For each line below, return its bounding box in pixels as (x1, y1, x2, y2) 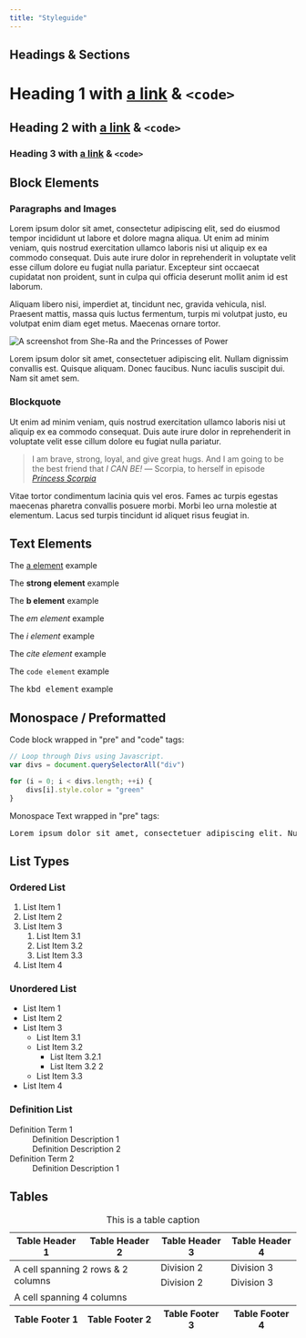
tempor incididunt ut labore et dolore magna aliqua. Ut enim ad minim (9, 233, 270, 244)
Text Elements (9, 536, 93, 551)
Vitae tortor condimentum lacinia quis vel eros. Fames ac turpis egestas (9, 490, 279, 501)
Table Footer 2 (87, 1312, 152, 1325)
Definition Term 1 (9, 1124, 73, 1135)
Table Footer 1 (14, 1312, 79, 1325)
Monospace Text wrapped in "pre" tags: (9, 810, 160, 821)
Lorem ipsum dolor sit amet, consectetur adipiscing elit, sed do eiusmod (9, 223, 280, 234)
